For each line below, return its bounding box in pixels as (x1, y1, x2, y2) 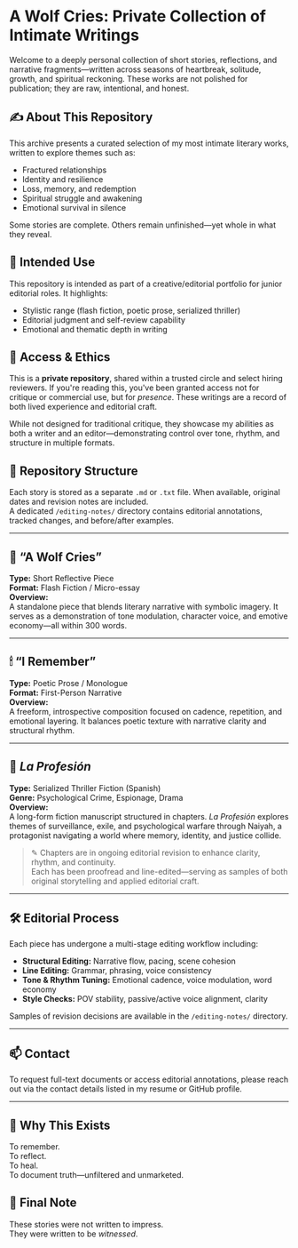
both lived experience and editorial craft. (9, 402, 158, 412)
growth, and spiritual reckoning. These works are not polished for (9, 73, 248, 84)
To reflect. (9, 1151, 47, 1162)
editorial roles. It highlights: (9, 287, 108, 299)
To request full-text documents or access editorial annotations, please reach (9, 1074, 289, 1085)
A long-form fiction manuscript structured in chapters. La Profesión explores (9, 811, 289, 821)
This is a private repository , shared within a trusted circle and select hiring (9, 373, 284, 384)
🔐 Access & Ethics (9, 349, 111, 364)
